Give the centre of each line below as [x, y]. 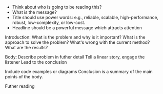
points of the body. [24, 77]
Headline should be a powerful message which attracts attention [77, 28]
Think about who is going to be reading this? [57, 7]
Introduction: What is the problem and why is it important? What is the [75, 37]
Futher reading [20, 86]
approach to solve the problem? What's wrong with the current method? [78, 42]
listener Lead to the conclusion [36, 62]
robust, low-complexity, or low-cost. [49, 22]
